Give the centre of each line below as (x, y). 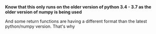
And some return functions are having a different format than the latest (76, 21)
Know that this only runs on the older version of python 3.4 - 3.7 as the (78, 7)
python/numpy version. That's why (40, 26)
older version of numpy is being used (43, 12)
